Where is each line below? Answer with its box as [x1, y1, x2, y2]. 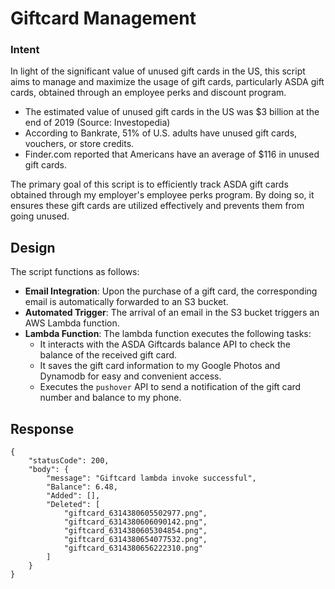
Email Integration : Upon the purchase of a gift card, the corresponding [24, 285, 318, 297]
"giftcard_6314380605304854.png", [63, 526, 208, 536]
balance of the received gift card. [39, 349, 178, 361]
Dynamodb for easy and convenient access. [39, 370, 222, 382]
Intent [10, 43, 40, 57]
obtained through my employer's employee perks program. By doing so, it [10, 189, 315, 201]
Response [10, 420, 75, 437]
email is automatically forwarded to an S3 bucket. [24, 296, 229, 308]
